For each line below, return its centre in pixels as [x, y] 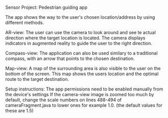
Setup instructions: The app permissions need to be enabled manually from [84, 89]
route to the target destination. [37, 79]
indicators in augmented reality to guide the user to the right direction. [79, 43]
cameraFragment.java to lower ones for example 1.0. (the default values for [84, 105]
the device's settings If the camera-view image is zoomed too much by [80, 94]
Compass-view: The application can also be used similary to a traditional [81, 53]
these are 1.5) [20, 111]
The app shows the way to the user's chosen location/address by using [80, 17]
